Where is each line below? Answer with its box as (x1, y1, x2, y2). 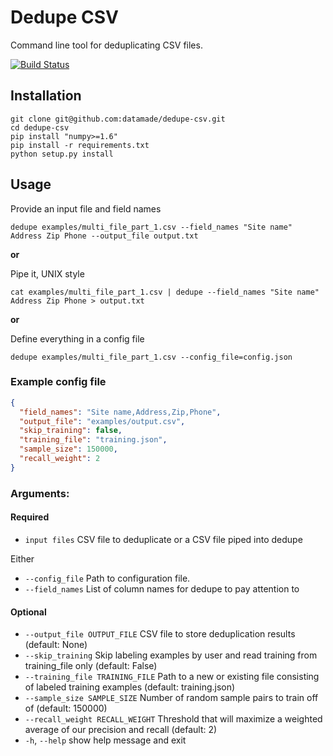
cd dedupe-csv (10, 122, 70, 133)
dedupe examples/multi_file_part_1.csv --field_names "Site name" (10, 222, 293, 232)
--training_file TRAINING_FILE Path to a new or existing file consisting (24, 671, 320, 683)
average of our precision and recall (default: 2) (24, 724, 218, 736)
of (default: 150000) (24, 702, 108, 715)
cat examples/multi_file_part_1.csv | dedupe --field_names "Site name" (10, 287, 320, 297)
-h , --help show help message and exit (24, 734, 187, 746)
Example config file (10, 375, 107, 389)
